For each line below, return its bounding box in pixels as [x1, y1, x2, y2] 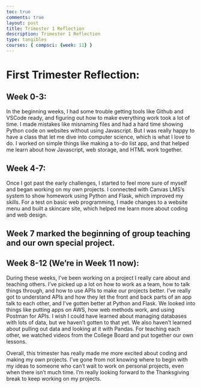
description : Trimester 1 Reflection [6, 31, 101, 37]
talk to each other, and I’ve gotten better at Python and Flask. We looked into [6, 299, 196, 306]
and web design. [6, 211, 47, 218]
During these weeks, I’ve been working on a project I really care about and [6, 274, 190, 281]
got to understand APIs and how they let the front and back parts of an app [6, 293, 192, 300]
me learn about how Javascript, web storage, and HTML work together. [6, 146, 183, 153]
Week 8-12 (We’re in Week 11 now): [6, 258, 140, 269]
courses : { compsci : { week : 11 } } [6, 43, 93, 49]
